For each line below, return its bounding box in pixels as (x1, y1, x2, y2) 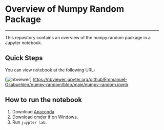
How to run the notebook (5, 96, 82, 104)
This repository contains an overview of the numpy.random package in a (5, 34, 151, 40)
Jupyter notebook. (5, 40, 42, 45)
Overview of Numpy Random (5, 3, 124, 15)
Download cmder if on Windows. (12, 114, 78, 120)
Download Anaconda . (12, 108, 56, 114)
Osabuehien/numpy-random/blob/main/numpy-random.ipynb (5, 82, 128, 87)
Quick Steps (5, 54, 43, 62)
